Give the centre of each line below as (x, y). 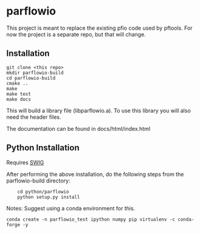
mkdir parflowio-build (35, 73)
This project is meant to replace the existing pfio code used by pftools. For (99, 28)
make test (19, 94)
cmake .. (17, 83)
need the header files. (34, 117)
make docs (19, 99)
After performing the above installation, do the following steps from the (95, 174)
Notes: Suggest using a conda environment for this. (71, 208)
